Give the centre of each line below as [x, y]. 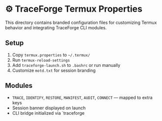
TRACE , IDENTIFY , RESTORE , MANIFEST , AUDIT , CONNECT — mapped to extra [82, 97]
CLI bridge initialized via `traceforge [48, 113]
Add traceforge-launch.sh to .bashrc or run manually [66, 65]
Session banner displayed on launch [49, 108]
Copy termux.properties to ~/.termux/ [51, 55]
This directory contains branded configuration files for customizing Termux [81, 22]
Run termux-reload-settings [41, 60]
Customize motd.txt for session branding [54, 70]
